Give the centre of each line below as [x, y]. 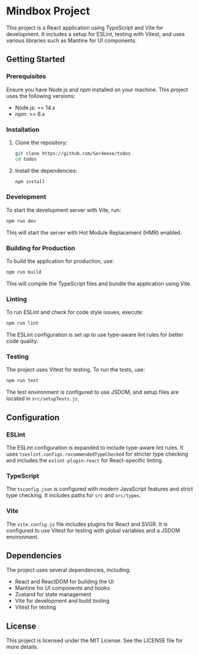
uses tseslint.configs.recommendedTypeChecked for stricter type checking [97, 454]
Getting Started [36, 59]
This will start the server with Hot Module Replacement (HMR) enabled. [94, 232]
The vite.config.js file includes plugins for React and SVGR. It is [87, 524]
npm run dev [21, 221]
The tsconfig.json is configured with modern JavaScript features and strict [100, 489]
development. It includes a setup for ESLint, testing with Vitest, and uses [96, 34]
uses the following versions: [41, 96]
